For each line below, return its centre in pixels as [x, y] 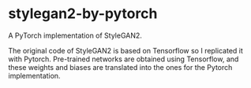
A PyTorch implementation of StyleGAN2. [75, 35]
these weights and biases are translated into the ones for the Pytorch [120, 67]
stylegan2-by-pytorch [83, 14]
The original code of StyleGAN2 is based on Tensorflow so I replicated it [126, 50]
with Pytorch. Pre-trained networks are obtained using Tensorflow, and [124, 59]
